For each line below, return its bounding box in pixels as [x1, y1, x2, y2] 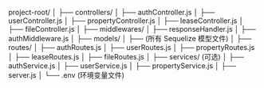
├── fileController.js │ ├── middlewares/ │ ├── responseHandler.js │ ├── [8, 25, 257, 33]
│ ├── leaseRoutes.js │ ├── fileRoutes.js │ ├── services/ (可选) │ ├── [8, 52, 245, 61]
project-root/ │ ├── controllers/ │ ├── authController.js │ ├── [8, 8, 215, 17]
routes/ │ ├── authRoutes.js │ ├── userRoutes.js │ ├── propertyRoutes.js [8, 43, 255, 52]
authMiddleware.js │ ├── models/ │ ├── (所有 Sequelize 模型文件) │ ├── [8, 34, 252, 43]
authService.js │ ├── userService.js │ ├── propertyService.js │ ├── [8, 61, 237, 71]
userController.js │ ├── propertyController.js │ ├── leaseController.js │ [8, 16, 244, 25]
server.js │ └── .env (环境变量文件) [8, 71, 125, 79]
